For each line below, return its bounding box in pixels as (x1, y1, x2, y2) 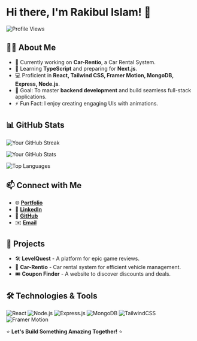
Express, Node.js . (14, 80, 60, 87)
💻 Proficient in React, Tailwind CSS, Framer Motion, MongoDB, (14, 71, 174, 79)
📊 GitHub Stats (6, 120, 65, 131)
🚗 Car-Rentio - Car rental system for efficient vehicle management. (14, 264, 181, 271)
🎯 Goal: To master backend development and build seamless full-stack (14, 86, 192, 93)
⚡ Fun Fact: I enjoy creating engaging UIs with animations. (14, 99, 159, 107)
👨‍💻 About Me (6, 43, 56, 53)
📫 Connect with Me (6, 180, 82, 191)
